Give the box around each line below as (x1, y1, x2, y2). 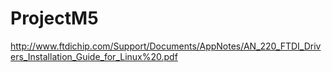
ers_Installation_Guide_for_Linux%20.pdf (10, 50, 178, 62)
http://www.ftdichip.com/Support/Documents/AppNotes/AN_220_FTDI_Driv (10, 40, 322, 52)
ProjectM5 (10, 7, 99, 30)
